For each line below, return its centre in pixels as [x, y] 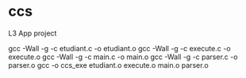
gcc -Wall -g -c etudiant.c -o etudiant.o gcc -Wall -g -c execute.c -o [120, 48]
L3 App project [33, 33]
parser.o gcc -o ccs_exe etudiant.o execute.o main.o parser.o [108, 65]
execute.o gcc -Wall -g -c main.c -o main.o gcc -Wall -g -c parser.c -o [123, 57]
